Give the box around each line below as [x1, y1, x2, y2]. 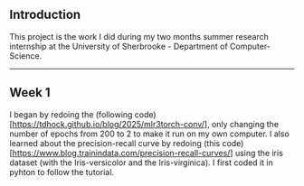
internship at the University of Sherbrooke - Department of [9, 41, 228, 51]
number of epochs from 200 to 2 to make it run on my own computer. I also [9, 128, 290, 139]
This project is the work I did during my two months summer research [9, 31, 270, 42]
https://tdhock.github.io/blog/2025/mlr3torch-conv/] [12, 118, 208, 129]
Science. [9, 50, 43, 61]
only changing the [211, 118, 279, 129]
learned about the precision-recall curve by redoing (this [9, 137, 221, 148]
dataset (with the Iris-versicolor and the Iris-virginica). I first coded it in [9, 157, 273, 168]
